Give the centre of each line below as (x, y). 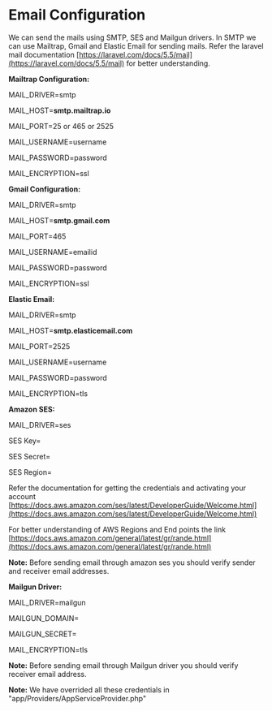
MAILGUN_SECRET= (43, 634)
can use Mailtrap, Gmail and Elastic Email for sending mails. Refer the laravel (136, 45)
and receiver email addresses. (59, 571)
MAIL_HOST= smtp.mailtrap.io (60, 110)
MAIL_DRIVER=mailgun (47, 602)
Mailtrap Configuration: (49, 79)
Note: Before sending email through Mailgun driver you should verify (123, 665)
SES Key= (25, 441)
